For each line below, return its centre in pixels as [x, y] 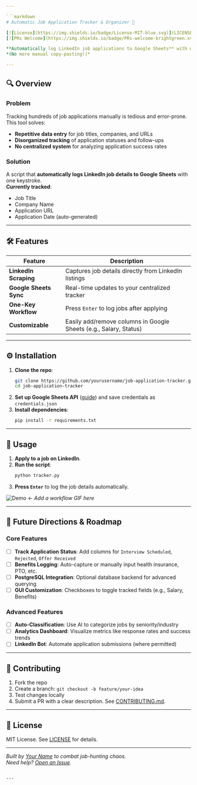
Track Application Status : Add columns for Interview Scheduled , [93, 551]
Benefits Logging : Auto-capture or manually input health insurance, [96, 564]
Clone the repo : [34, 370]
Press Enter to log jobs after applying [116, 308]
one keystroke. [24, 180]
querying [26, 584]
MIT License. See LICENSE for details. [52, 739]
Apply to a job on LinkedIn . [47, 459]
